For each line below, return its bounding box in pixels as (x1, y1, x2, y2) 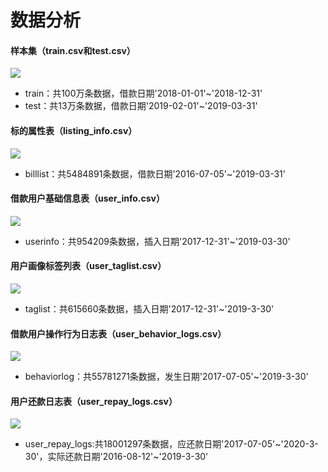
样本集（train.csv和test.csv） (10, 44, 136, 56)
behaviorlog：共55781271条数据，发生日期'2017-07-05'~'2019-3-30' (24, 371, 309, 383)
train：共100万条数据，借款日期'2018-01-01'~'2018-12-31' (24, 87, 263, 100)
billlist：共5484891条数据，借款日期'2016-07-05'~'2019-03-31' (24, 167, 286, 180)
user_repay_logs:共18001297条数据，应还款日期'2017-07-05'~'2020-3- (24, 438, 319, 450)
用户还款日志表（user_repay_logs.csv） (10, 395, 178, 407)
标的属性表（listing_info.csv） (10, 124, 138, 136)
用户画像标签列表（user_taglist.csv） (10, 260, 167, 272)
